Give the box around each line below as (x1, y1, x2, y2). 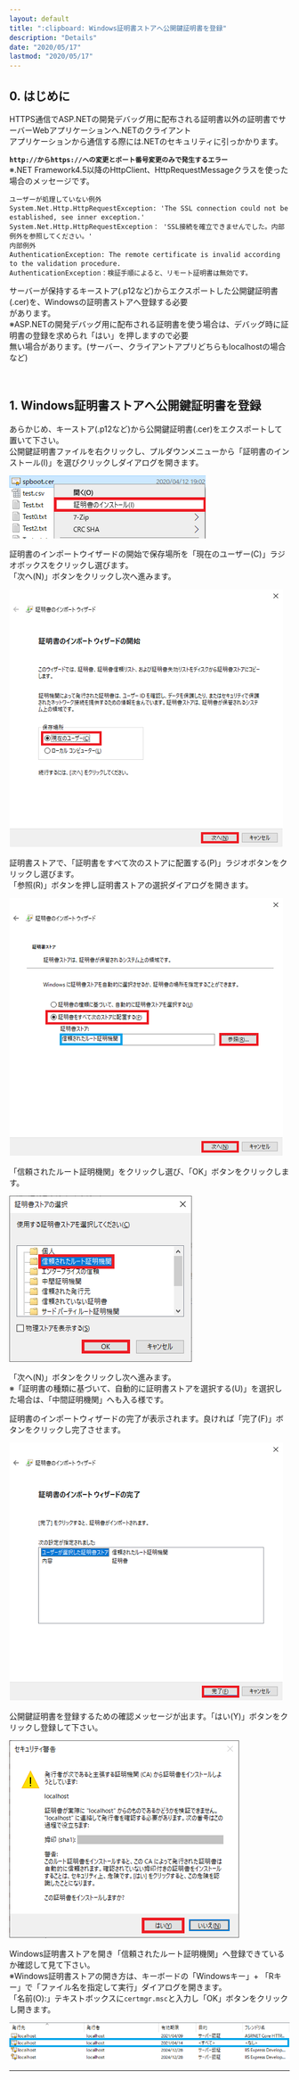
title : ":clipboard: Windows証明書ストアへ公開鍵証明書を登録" (9, 23, 227, 33)
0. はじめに (9, 88, 70, 103)
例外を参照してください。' (9, 232, 93, 241)
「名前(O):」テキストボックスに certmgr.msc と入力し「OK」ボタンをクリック (9, 1993, 288, 2003)
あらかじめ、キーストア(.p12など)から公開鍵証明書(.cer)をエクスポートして (9, 424, 283, 434)
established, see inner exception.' (9, 212, 145, 222)
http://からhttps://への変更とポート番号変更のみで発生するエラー (9, 155, 229, 164)
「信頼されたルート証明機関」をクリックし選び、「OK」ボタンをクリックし (9, 1166, 282, 1176)
